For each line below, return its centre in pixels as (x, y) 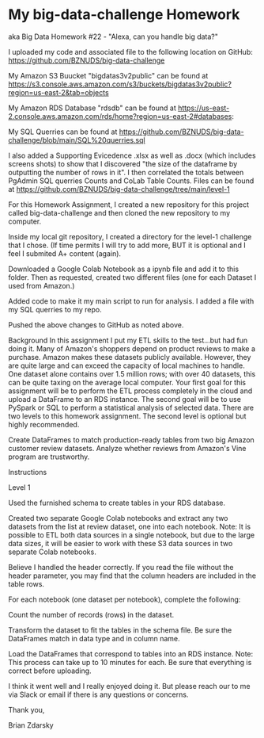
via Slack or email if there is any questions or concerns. (98, 694)
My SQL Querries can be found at (63, 132)
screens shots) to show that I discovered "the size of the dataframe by (123, 163)
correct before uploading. (50, 671)
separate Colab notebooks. (52, 552)
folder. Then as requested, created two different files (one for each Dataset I (132, 277)
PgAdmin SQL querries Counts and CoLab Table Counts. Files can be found (131, 181)
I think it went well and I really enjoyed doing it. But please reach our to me (129, 686)
